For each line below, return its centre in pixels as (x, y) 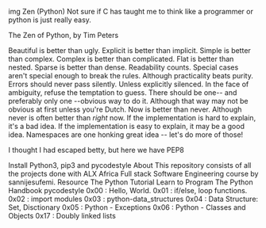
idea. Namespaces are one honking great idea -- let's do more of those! (126, 135)
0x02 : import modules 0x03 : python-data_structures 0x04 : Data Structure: (133, 199)
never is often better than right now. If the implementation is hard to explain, (132, 118)
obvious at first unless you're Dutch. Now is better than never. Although (125, 109)
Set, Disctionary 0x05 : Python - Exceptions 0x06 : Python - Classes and (127, 207)
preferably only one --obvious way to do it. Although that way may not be (128, 101)
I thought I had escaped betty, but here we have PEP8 (96, 150)
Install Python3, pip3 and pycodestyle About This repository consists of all (130, 165)
